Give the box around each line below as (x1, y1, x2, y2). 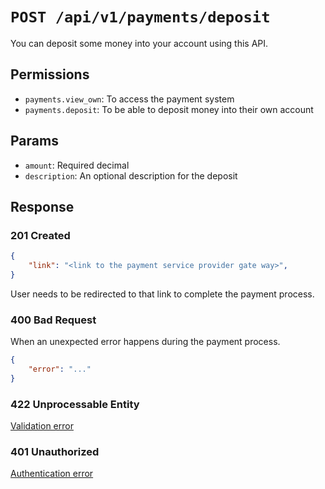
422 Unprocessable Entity (10, 397, 140, 411)
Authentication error (10, 468, 94, 480)
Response (10, 198, 75, 215)
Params (10, 133, 59, 150)
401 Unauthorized (10, 445, 100, 459)
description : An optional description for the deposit (24, 169, 238, 182)
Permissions (10, 66, 90, 83)
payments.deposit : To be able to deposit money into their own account (24, 103, 314, 115)
